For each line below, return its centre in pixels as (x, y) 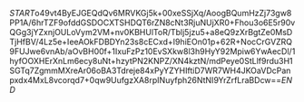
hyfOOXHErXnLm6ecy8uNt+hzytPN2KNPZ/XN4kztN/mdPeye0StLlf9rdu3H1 (151, 61)
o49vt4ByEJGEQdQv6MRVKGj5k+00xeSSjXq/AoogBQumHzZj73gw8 (163, 13)
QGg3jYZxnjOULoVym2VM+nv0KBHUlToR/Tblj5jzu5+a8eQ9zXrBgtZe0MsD (151, 32)
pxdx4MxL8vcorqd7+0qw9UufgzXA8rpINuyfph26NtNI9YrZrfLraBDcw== (146, 80)
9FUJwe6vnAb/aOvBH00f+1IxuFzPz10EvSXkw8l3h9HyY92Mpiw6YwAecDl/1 (152, 51)
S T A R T (22, 13)
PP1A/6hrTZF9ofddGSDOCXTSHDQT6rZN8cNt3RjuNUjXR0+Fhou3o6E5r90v (152, 23)
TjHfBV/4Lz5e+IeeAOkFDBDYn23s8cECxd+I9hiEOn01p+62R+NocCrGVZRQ (151, 42)
